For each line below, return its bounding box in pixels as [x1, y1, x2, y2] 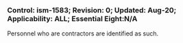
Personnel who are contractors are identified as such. [7, 29, 159, 38]
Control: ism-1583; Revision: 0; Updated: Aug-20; [7, 5, 177, 15]
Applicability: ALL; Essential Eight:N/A [7, 14, 138, 23]
